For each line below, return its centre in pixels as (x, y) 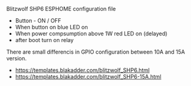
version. (17, 58)
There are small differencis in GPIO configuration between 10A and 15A (96, 52)
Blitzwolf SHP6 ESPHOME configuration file (61, 9)
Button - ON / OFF (38, 20)
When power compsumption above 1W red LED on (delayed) (91, 34)
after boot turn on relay (44, 40)
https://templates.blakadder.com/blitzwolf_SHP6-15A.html (88, 77)
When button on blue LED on (51, 27)
